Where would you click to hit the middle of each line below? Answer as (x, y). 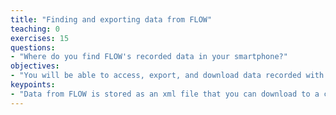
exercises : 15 (40, 38)
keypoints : (33, 85)
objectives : (35, 66)
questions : (33, 47)
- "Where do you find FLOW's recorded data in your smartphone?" (149, 57)
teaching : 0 (35, 29)
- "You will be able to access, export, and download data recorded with (167, 76)
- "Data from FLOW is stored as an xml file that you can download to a (165, 94)
